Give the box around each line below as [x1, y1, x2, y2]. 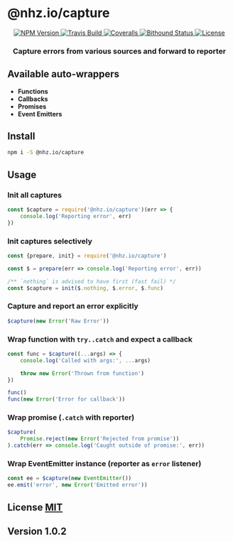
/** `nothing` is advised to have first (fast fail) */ [7, 278, 176, 285]
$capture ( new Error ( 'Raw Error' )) [7, 318, 110, 325]
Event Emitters [17, 109, 63, 118]
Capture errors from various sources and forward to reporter [13, 46, 226, 56]
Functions [17, 87, 48, 95]
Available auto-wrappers [7, 68, 119, 80]
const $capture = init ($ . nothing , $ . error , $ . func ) [7, 284, 163, 292]
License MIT [7, 501, 63, 513]
